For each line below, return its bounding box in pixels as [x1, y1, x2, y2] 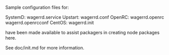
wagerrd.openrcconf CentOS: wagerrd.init [5, 20, 94, 25]
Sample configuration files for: [5, 5, 69, 10]
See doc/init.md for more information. [5, 45, 84, 50]
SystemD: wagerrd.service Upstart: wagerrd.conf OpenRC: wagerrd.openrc [5, 14, 164, 20]
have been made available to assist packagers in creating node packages [5, 30, 160, 35]
